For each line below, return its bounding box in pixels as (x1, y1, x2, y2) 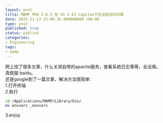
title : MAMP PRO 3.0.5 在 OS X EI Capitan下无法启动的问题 (5, 12, 124, 17)
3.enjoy (5, 112, 21, 118)
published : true (5, 26, 39, 31)
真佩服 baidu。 (5, 69, 36, 75)
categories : (5, 35, 30, 40)
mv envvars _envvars (5, 103, 48, 108)
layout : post (5, 7, 32, 12)
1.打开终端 (5, 82, 26, 88)
